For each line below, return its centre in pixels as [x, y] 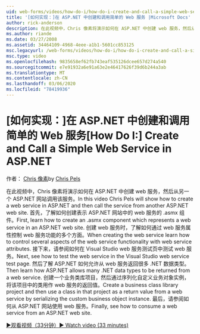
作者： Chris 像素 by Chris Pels [43, 178]
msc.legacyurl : [25, 51]
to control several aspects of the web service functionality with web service [99, 242]
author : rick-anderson [34, 23]
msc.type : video [26, 56]
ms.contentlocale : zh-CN [37, 78]
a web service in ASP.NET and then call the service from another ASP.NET [97, 205]
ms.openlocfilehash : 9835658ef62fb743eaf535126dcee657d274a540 [86, 61]
